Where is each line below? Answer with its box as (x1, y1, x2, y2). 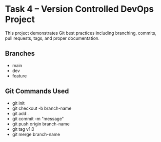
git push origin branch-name (12, 121, 70, 127)
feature (12, 72, 27, 79)
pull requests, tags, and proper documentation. (5, 35, 100, 41)
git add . (12, 110, 29, 116)
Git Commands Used (5, 87, 69, 95)
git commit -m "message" (12, 116, 64, 121)
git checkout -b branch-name (12, 105, 72, 111)
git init (12, 100, 25, 106)
